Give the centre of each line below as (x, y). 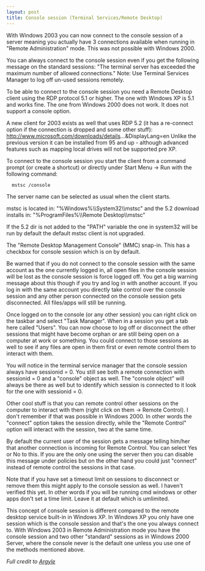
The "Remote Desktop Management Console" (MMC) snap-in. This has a (98, 245)
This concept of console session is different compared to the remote (93, 510)
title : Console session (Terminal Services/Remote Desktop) (85, 18)
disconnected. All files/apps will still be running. (66, 302)
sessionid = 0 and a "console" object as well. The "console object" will (95, 378)
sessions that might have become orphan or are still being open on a (93, 334)
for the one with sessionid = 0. (45, 391)
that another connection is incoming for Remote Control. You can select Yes (102, 447)
